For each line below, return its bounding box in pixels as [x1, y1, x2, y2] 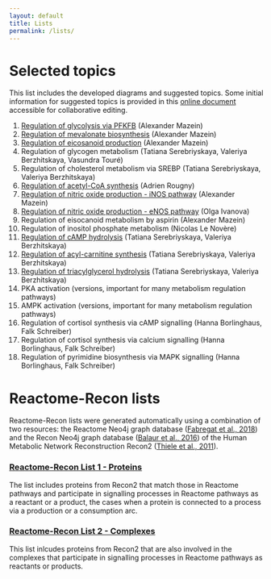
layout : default [9, 11, 64, 20]
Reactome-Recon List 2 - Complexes [9, 526, 156, 537]
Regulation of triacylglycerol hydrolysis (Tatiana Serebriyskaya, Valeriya [20, 267, 259, 277]
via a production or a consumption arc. [9, 506, 138, 515]
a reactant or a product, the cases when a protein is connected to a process [9, 497, 261, 506]
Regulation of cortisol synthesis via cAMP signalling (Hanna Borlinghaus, [20, 318, 263, 327]
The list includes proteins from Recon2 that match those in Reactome [9, 480, 239, 489]
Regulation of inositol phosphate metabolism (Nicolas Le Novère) [20, 223, 237, 234]
